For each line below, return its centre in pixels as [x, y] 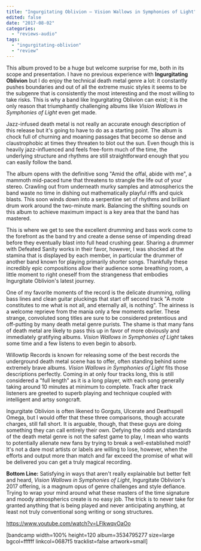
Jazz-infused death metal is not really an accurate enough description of [96, 124]
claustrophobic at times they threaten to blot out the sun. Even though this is [100, 143]
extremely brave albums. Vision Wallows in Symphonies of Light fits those [97, 367]
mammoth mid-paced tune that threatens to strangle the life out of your [94, 180]
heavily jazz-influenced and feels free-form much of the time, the [87, 149]
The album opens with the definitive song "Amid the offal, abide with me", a [99, 174]
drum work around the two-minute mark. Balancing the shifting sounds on [97, 205]
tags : [13, 40]
